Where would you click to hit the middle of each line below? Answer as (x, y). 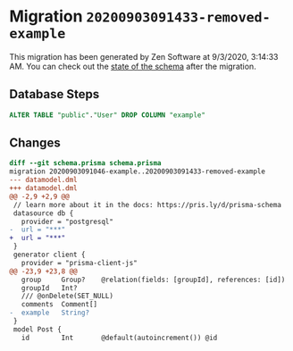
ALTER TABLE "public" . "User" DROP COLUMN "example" (107, 115)
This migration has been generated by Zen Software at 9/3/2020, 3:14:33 (144, 56)
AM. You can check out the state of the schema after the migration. (133, 66)
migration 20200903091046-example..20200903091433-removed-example (138, 171)
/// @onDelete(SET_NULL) (67, 297)
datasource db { (43, 213)
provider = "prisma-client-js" (80, 263)
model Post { (38, 329)
